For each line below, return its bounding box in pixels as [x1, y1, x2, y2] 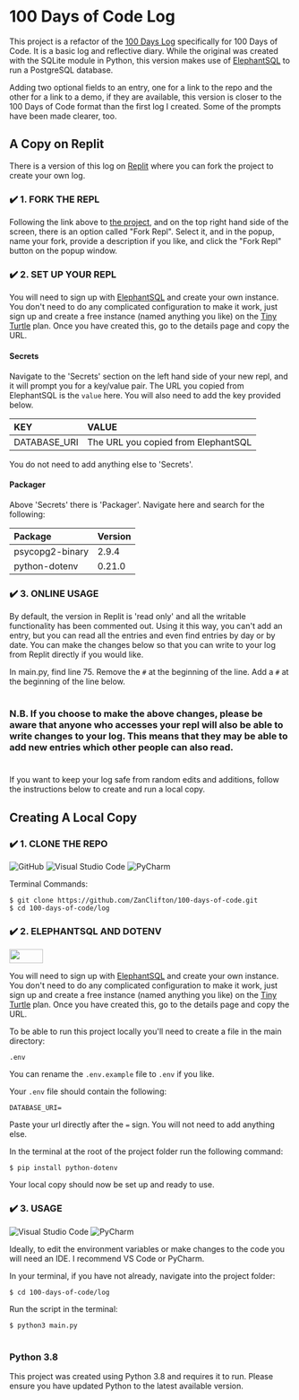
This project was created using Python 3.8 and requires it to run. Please [9, 1371, 274, 1382]
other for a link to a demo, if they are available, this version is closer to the [9, 92, 282, 102]
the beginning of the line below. [9, 676, 125, 687]
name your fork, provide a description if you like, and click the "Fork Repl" [9, 236, 282, 247]
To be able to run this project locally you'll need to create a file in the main [9, 1026, 282, 1037]
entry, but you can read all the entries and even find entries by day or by [9, 630, 276, 641]
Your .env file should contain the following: [9, 1086, 167, 1097]
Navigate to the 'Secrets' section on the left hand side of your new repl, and [9, 371, 288, 381]
